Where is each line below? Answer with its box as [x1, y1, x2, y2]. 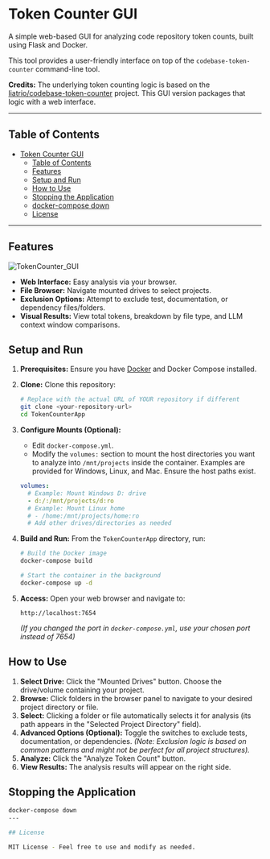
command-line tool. [35, 64, 100, 73]
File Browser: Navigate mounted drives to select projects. [19, 285, 211, 295]
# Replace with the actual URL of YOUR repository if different [19, 395, 240, 403]
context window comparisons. [19, 320, 121, 329]
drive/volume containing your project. [19, 685, 145, 695]
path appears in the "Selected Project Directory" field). [19, 719, 202, 729]
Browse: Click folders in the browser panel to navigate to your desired [19, 693, 253, 703]
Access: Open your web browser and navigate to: [19, 593, 186, 603]
